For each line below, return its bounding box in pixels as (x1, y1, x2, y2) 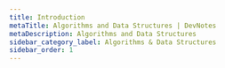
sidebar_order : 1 (9, 46, 74, 55)
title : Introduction (9, 12, 86, 22)
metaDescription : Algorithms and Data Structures (9, 29, 197, 38)
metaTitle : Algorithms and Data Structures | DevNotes (9, 21, 217, 30)
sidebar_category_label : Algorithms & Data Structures (9, 37, 217, 47)
